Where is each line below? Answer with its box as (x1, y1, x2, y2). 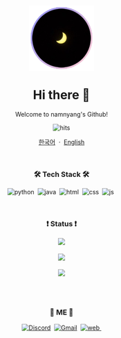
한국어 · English (38, 137, 85, 146)
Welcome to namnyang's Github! (15, 110, 109, 118)
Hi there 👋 (32, 87, 91, 103)
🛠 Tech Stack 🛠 (33, 169, 90, 179)
